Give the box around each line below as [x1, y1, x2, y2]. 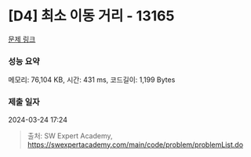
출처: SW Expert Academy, [27, 130, 113, 141]
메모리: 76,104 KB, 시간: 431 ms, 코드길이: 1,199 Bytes [8, 75, 176, 84]
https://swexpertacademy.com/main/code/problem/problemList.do [27, 140, 244, 149]
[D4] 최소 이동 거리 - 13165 [8, 7, 175, 25]
